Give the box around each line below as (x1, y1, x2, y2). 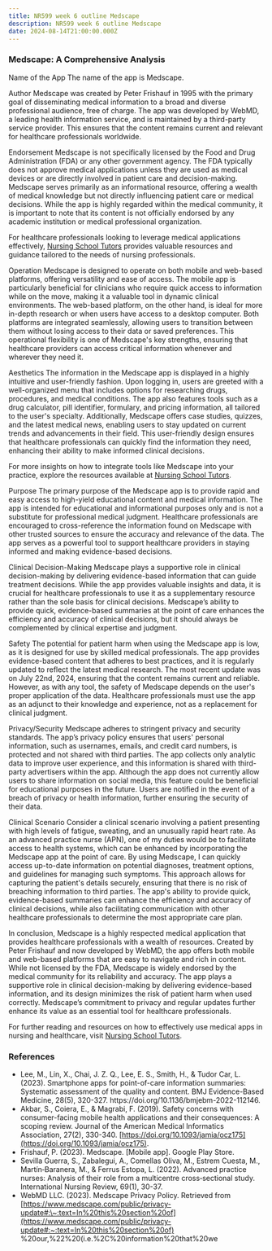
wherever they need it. (8, 352, 84, 362)
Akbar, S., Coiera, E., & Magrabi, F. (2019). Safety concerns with (19, 1104, 234, 1113)
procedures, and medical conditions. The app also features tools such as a (8, 393, 258, 403)
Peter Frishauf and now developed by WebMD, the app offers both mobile (8, 946, 255, 955)
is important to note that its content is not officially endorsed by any (8, 208, 235, 217)
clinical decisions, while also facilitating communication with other (8, 903, 230, 913)
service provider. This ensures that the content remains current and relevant (8, 123, 264, 133)
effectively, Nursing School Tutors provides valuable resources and (8, 241, 233, 251)
